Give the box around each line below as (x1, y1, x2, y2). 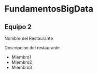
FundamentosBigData (4, 3, 94, 15)
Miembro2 (11, 59, 32, 65)
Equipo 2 (4, 23, 32, 31)
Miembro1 (11, 54, 31, 60)
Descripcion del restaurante (4, 45, 60, 50)
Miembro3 (11, 64, 32, 70)
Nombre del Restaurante (4, 35, 54, 41)
